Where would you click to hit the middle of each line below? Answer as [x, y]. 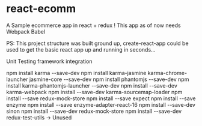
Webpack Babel [26, 31]
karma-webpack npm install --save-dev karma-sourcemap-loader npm [94, 92]
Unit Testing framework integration [49, 61]
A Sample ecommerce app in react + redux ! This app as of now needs [94, 25]
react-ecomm [41, 9]
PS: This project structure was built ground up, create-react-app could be [97, 43]
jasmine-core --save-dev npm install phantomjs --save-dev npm [109, 79]
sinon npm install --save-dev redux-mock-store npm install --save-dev [94, 111]
